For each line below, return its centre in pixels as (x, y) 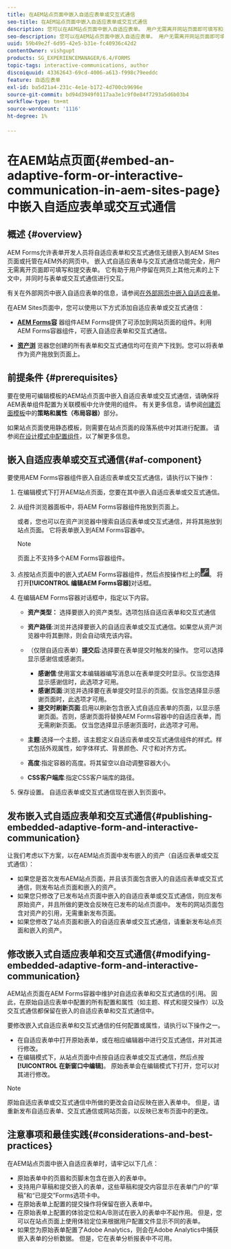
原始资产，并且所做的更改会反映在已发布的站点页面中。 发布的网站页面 (117, 905)
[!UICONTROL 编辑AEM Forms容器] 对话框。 (92, 583)
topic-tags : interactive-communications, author (78, 65)
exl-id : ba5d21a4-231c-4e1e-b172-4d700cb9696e (75, 87)
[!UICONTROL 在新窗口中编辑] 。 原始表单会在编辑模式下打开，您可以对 (118, 1066)
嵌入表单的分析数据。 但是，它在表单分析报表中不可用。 (96, 1238)
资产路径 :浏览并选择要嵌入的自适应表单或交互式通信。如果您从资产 (122, 627)
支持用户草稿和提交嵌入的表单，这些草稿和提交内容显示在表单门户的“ (115, 1186)
